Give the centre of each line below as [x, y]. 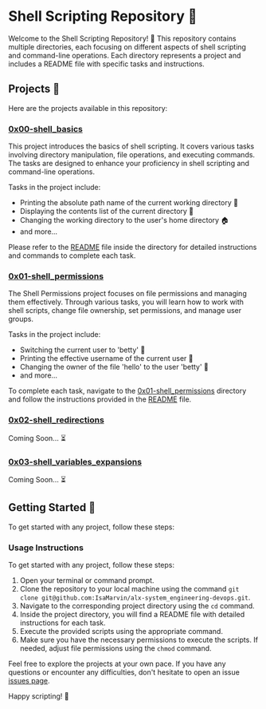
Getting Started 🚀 [52, 507]
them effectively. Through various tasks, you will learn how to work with [126, 302]
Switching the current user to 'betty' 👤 [82, 350]
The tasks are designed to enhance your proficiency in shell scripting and [129, 164]
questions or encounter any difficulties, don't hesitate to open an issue [124, 672]
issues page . [29, 681]
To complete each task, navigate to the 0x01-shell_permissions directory [127, 391]
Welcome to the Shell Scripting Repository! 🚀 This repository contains [122, 38]
